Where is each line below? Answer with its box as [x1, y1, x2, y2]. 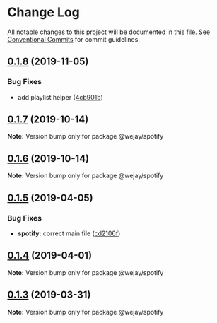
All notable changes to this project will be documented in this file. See [7, 28, 211, 36]
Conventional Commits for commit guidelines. [7, 35, 140, 43]
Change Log [7, 4, 80, 20]
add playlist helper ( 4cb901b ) [17, 93, 104, 101]
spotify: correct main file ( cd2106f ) [17, 229, 121, 237]
